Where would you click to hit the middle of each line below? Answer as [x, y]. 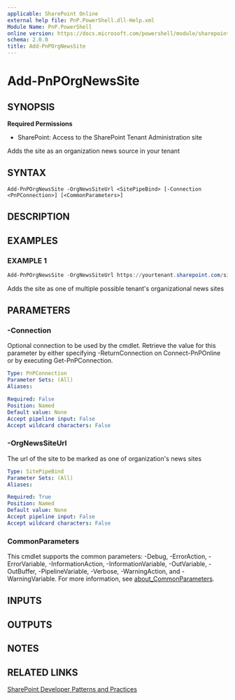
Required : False [31, 399]
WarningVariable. [32, 579]
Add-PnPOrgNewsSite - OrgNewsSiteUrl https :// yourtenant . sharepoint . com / [115, 275]
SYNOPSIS [31, 107]
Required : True [29, 497]
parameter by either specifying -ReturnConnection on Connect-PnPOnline [114, 353]
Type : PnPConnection [37, 373]
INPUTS [24, 601]
